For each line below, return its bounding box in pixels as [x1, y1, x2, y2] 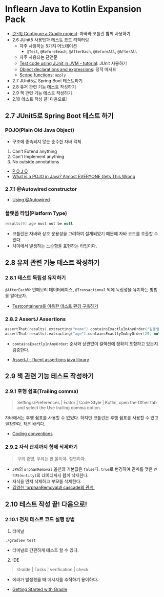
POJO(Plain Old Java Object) [5, 127, 75, 134]
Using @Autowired [12, 197, 50, 203]
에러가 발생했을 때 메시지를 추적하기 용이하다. [12, 576, 99, 582]
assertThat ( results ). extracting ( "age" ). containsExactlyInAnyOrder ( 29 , [5, 331, 152, 336]
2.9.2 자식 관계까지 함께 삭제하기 [5, 444, 78, 451]
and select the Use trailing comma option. [17, 405, 101, 411]
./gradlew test [5, 538, 36, 543]
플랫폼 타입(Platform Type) [5, 209, 67, 216]
